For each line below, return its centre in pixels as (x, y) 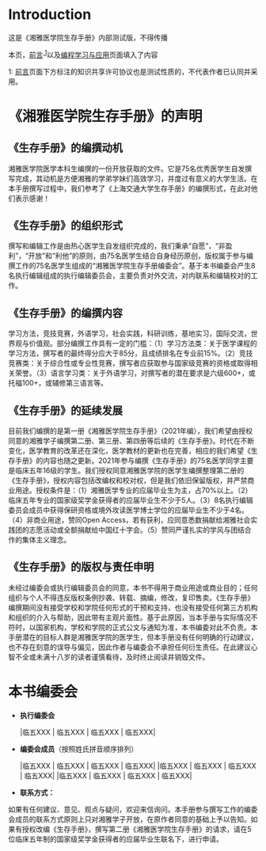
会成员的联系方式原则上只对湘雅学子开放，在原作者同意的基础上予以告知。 (129, 819)
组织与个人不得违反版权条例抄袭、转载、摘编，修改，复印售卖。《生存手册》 (131, 597)
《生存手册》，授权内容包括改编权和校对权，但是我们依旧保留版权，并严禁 (128, 481)
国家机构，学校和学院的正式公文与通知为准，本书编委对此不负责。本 (146, 627)
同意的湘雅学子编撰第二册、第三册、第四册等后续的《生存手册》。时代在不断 (131, 441)
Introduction (50, 15)
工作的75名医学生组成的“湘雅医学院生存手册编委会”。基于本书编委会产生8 (135, 266)
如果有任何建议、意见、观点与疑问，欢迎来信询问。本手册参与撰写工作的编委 (133, 809)
